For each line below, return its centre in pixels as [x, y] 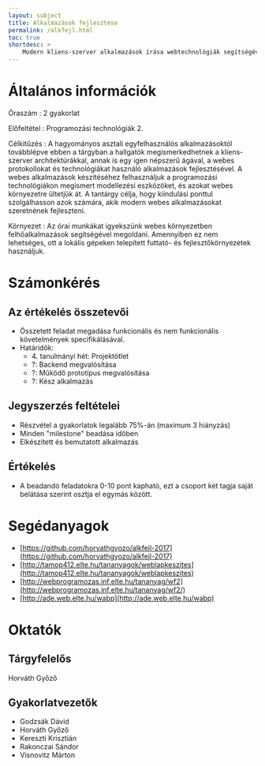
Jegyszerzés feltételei [64, 406]
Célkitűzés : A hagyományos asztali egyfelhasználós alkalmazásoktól [120, 144]
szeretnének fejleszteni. [47, 211]
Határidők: [37, 347]
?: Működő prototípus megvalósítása [90, 372]
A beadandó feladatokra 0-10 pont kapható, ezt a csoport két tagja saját [136, 485]
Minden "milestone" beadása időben [79, 433]
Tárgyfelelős [40, 659]
